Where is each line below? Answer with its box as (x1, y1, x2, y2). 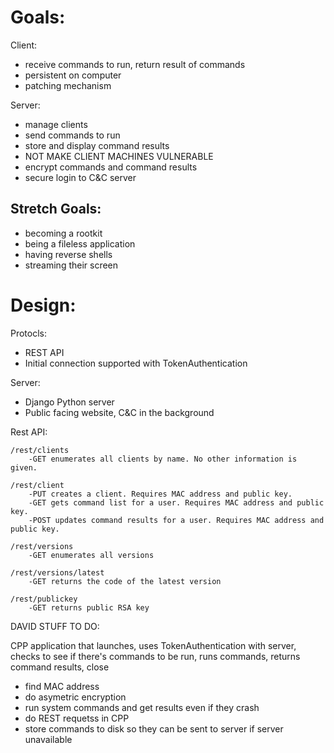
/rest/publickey (10, 594, 78, 604)
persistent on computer (24, 69, 122, 81)
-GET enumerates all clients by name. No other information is (28, 454, 298, 464)
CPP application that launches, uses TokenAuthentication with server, (10, 639, 297, 651)
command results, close (10, 661, 110, 673)
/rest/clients (10, 445, 70, 455)
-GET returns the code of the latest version (28, 576, 222, 586)
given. (10, 462, 38, 473)
